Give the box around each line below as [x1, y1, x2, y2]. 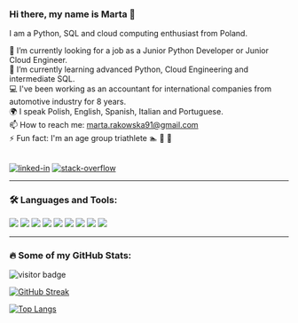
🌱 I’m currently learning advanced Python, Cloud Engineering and [9, 64, 248, 75]
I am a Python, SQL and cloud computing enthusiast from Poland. [9, 28, 248, 39]
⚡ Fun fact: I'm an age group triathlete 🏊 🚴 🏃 [9, 133, 173, 144]
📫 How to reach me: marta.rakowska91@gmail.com [9, 120, 199, 130]
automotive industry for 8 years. [9, 97, 127, 107]
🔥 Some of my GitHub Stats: [9, 248, 132, 261]
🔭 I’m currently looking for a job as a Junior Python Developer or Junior [9, 45, 269, 56]
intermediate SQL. [9, 74, 75, 84]
